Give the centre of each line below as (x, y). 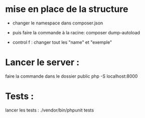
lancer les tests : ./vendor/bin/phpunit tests (50, 110)
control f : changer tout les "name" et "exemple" (62, 42)
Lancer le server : (42, 62)
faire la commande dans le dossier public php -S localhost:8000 (71, 76)
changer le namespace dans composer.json (58, 23)
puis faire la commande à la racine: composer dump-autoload (76, 32)
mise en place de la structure (67, 9)
